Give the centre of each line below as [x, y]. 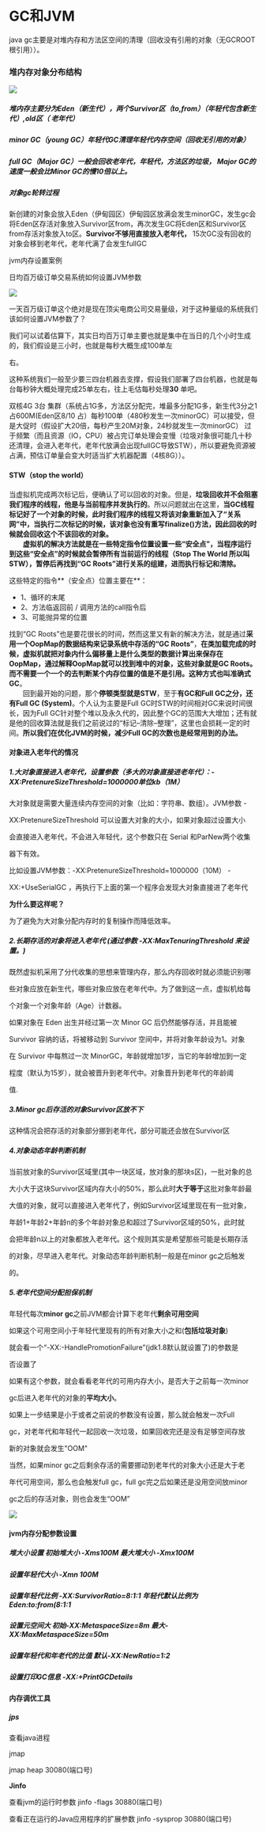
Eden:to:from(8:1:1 [40, 1605]
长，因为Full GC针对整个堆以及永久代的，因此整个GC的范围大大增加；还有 [130, 712]
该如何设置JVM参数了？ [48, 319]
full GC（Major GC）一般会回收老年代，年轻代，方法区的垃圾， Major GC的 [132, 161]
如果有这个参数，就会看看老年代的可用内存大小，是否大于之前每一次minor [129, 1381]
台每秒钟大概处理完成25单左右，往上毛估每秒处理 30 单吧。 [105, 389]
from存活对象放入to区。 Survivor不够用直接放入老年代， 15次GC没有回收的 [130, 234]
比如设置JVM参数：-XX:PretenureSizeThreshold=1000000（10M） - [120, 871]
